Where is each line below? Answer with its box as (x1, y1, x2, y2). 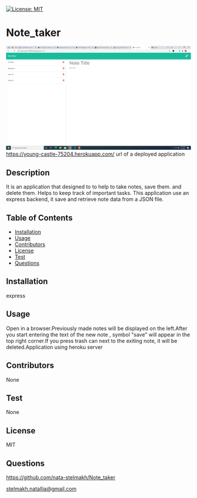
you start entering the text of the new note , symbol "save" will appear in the (6, 331, 191, 338)
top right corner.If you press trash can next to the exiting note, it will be (6, 337, 178, 344)
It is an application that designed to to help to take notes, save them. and (6, 183, 182, 190)
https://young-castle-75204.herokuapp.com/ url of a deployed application (6, 150, 185, 158)
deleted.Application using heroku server (6, 344, 103, 351)
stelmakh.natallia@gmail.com (6, 485, 77, 492)
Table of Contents (6, 213, 73, 223)
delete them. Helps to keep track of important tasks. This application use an (6, 190, 189, 197)
